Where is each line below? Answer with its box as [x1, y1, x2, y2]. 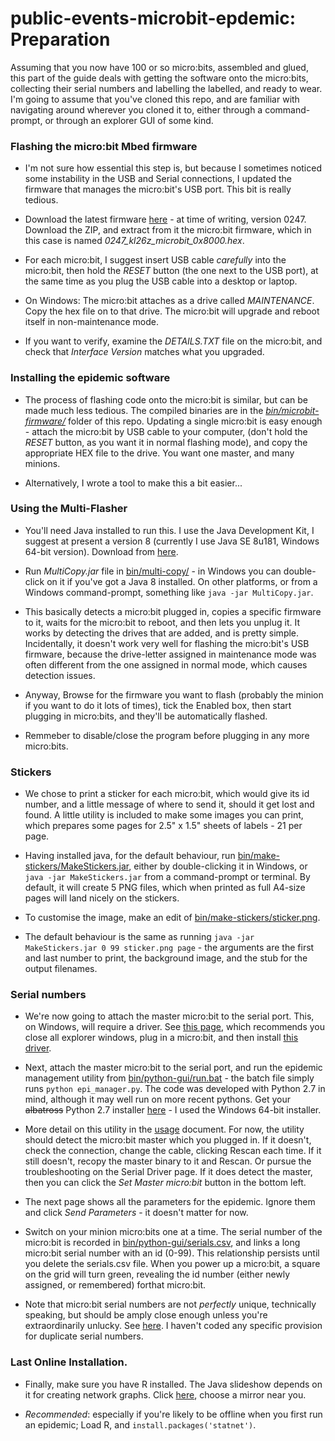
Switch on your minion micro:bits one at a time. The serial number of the [24, 1226, 323, 1238]
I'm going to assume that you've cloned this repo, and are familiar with [10, 93, 300, 105]
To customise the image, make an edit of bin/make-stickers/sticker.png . [24, 912, 321, 924]
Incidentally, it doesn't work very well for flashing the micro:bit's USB [24, 637, 310, 649]
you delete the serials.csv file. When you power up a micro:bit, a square [24, 1258, 321, 1270]
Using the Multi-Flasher [10, 502, 128, 516]
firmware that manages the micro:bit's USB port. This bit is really [24, 183, 292, 196]
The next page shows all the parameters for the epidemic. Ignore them [24, 1196, 316, 1208]
